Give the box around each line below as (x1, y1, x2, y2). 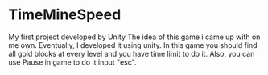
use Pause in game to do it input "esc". (8, 57, 137, 67)
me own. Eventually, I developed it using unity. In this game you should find (8, 40, 258, 49)
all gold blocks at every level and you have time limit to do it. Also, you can (8, 49, 255, 58)
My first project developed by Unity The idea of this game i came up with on (8, 32, 261, 41)
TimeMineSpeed (8, 6, 122, 24)
